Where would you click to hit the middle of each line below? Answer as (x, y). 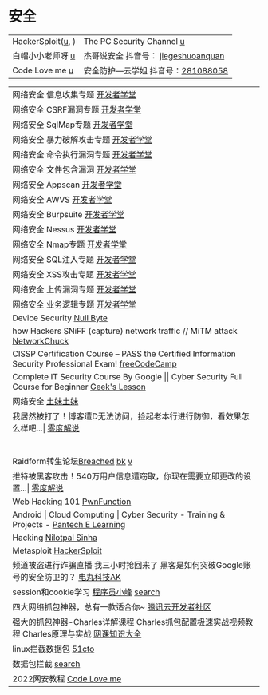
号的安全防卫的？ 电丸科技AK (67, 577)
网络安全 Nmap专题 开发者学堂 (70, 244)
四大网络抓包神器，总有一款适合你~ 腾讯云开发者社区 (112, 606)
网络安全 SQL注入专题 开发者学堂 (75, 259)
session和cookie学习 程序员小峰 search (86, 592)
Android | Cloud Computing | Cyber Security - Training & (119, 514)
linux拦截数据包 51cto (53, 649)
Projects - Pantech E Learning (69, 524)
